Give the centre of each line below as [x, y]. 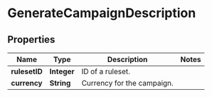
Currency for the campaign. [128, 83]
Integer [62, 71]
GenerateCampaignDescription [102, 13]
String [60, 83]
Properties [31, 40]
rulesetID [27, 71]
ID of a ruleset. [106, 71]
